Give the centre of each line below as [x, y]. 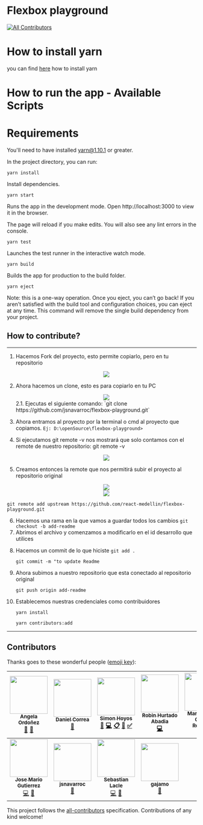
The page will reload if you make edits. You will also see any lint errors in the [101, 225]
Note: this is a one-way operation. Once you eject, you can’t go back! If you [101, 298]
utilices [24, 539]
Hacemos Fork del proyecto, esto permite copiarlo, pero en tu [92, 356]
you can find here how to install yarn [52, 68]
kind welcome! [25, 817]
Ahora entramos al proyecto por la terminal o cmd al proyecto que [97, 421]
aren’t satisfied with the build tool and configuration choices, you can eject [99, 304]
